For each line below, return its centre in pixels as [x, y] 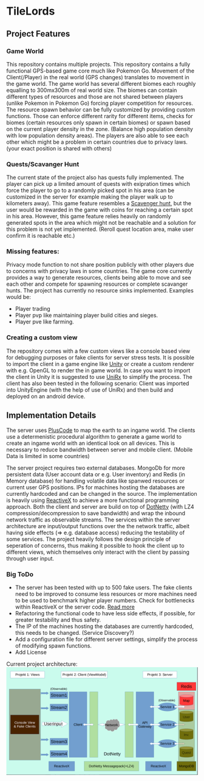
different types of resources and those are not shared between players [95, 96]
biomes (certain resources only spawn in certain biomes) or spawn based [98, 122]
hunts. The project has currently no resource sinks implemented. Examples [100, 291]
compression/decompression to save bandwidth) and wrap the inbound [96, 513]
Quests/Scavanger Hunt [43, 164]
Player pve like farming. [44, 322]
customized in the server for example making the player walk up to [90, 197]
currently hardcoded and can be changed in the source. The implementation [102, 493]
